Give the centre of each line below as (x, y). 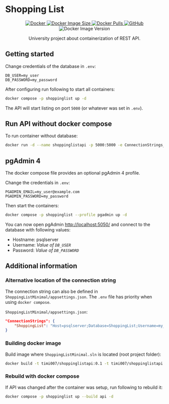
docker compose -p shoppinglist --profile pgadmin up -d (66, 215)
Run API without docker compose (59, 124)
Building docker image (33, 343)
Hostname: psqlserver (35, 239)
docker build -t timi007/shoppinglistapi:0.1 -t (57, 363)
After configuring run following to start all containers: (60, 89)
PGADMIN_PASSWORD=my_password (37, 196)
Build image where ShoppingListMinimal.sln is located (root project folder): (83, 354)
